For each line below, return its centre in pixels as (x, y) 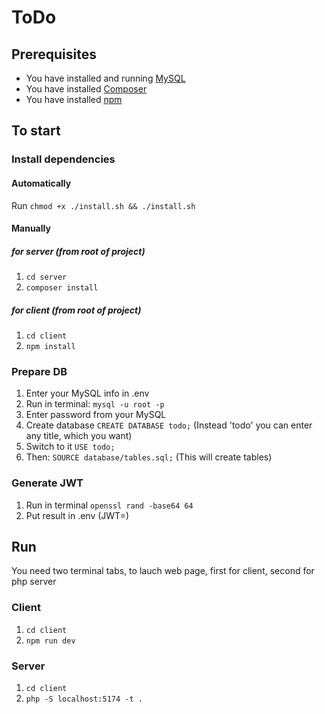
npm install (50, 347)
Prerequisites (54, 54)
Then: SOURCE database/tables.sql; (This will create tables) (149, 457)
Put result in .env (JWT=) (77, 515)
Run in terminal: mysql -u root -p (95, 404)
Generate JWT (47, 483)
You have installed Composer (86, 89)
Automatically (41, 183)
